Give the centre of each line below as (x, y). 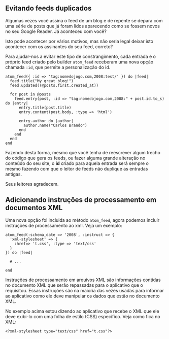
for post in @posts (30, 94)
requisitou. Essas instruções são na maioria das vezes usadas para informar (84, 290)
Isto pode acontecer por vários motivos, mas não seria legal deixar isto (79, 41)
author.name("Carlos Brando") (55, 125)
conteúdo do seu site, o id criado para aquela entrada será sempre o (77, 163)
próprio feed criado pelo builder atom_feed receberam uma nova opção (79, 62)
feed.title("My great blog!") (42, 81)
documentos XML (34, 208)
